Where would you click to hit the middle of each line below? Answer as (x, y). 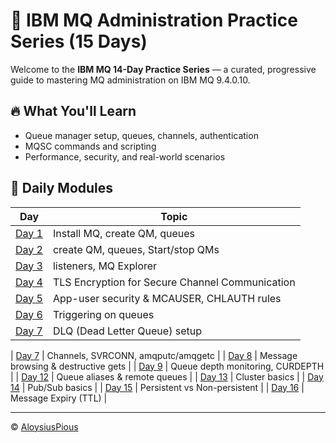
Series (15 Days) (79, 41)
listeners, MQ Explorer (105, 266)
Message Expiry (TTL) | (59, 398)
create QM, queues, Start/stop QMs (136, 249)
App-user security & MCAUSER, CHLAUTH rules (167, 298)
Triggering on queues (103, 314)
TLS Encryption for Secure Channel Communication (174, 282)
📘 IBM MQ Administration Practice (154, 20)
